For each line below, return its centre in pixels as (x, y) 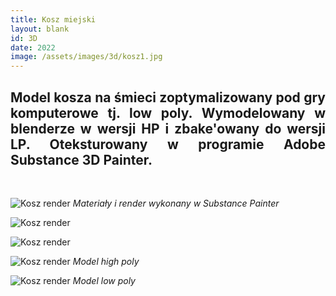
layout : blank (40, 29)
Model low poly (104, 280)
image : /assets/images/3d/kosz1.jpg (86, 57)
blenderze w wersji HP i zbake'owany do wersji (168, 128)
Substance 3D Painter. (81, 159)
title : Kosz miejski (53, 19)
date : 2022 (33, 47)
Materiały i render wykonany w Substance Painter (176, 203)
